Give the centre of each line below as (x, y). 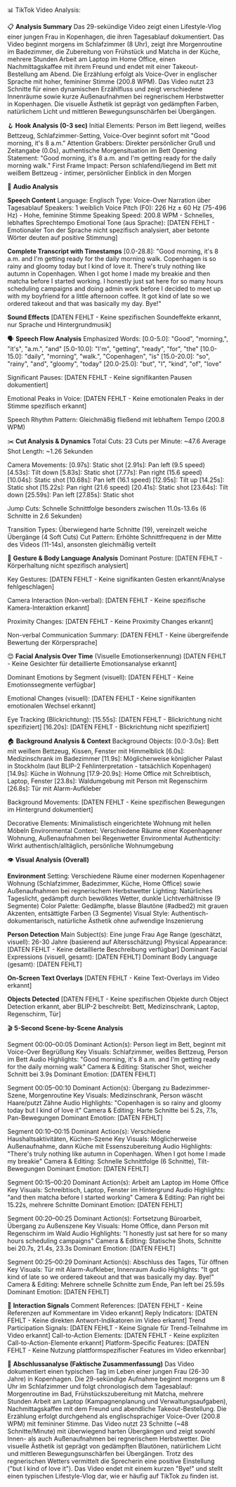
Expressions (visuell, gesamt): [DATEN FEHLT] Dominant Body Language (112, 957)
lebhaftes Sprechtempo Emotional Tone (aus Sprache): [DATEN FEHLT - (111, 223)
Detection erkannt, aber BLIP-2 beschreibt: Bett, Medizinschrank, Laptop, (113, 1007)
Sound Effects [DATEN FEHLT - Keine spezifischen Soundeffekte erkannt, (114, 317)
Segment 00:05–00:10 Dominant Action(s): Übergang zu (88, 1088)
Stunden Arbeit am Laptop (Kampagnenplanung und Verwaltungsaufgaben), (118, 1401)
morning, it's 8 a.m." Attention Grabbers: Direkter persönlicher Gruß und (111, 143)
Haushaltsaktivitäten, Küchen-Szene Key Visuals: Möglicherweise (102, 1139)
